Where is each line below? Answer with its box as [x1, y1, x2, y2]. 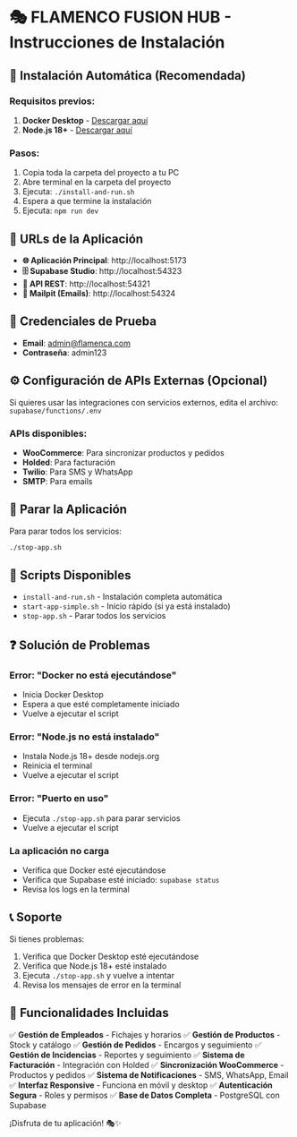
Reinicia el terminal [21, 760, 92, 771]
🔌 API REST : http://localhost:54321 [21, 278, 150, 289]
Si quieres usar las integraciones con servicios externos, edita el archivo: [9, 397, 279, 407]
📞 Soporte [9, 910, 63, 925]
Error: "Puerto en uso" [9, 792, 109, 805]
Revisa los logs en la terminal [21, 884, 130, 894]
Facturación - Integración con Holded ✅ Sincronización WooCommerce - [9, 1059, 284, 1070]
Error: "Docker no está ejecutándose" [9, 669, 177, 681]
